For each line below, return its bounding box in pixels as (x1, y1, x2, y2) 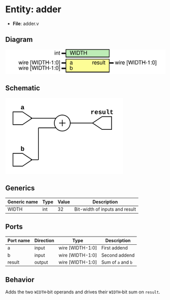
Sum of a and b (101, 259, 133, 265)
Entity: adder (5, 4, 62, 15)
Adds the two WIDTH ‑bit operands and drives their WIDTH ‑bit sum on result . (5, 289, 160, 295)
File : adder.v (12, 20, 39, 27)
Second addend (101, 252, 135, 258)
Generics (5, 184, 35, 193)
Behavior (5, 275, 35, 284)
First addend (101, 245, 128, 251)
